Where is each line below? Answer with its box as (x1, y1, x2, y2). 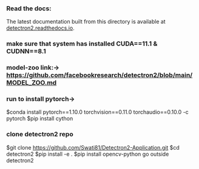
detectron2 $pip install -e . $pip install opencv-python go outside (6, 150, 169, 157)
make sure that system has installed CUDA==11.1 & (6, 39, 158, 48)
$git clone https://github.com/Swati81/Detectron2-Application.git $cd (6, 144, 180, 151)
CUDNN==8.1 (6, 47, 47, 56)
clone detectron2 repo (6, 130, 74, 139)
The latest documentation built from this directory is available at (6, 18, 166, 25)
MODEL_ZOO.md (6, 79, 57, 87)
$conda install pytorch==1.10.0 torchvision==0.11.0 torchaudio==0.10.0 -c (6, 108, 189, 116)
